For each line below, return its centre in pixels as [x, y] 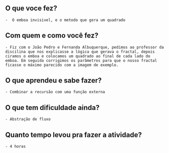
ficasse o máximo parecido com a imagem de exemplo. [62, 65]
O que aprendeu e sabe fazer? [54, 81]
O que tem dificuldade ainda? [52, 108]
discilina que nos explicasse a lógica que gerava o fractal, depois [80, 52]
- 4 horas [16, 146]
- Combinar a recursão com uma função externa [55, 92]
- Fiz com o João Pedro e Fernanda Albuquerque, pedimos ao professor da [85, 47]
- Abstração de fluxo [28, 119]
